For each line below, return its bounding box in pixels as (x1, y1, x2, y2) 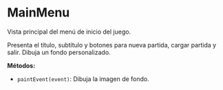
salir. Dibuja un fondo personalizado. (7, 48, 111, 56)
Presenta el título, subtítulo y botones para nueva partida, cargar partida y (7, 41, 217, 49)
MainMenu (7, 5, 70, 21)
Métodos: (7, 61, 36, 69)
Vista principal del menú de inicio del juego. (7, 27, 131, 36)
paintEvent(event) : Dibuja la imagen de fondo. (17, 74, 149, 83)
